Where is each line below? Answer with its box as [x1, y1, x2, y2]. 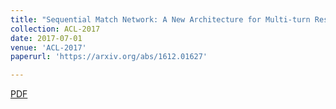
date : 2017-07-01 [10, 33, 83, 43]
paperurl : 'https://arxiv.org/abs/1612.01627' [10, 52, 208, 62]
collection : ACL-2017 [10, 24, 101, 34]
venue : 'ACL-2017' [10, 42, 87, 53]
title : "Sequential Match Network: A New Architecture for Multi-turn [10, 14, 311, 25]
